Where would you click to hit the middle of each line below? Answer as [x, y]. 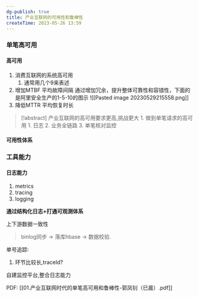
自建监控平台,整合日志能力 [39, 275]
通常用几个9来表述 [47, 82]
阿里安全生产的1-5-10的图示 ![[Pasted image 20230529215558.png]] [104, 97]
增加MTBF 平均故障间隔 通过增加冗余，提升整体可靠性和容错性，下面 [100, 90]
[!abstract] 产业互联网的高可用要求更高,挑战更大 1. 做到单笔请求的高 [104, 118]
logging [24, 199]
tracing [24, 193]
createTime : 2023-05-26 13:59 [44, 23]
